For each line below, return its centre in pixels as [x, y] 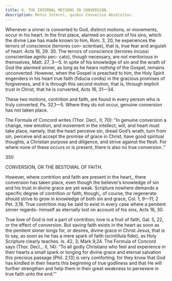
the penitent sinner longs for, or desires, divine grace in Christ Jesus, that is [85, 230]
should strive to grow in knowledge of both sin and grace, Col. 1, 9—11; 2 [82, 199]
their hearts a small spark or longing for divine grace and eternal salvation [83, 252]
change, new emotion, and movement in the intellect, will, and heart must [82, 125]
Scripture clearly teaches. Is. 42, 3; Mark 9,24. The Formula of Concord [81, 241]
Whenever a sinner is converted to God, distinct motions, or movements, [82, 29]
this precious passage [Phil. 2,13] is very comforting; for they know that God [85, 257]
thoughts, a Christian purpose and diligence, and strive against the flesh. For [86, 142]
